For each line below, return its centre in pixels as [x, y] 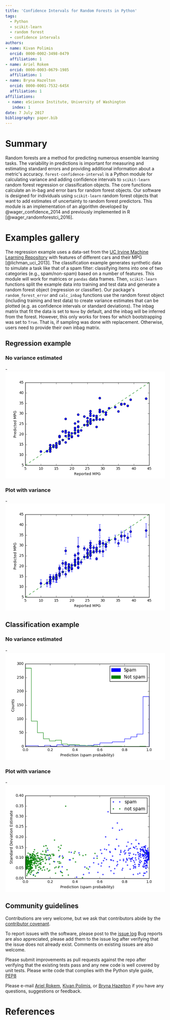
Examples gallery [42, 238]
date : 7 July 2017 [25, 113]
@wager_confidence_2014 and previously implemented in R [68, 212]
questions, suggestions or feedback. [44, 991]
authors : [14, 43]
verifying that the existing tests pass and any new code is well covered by [82, 965]
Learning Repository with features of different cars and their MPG [74, 257]
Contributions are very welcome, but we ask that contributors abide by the [83, 918]
